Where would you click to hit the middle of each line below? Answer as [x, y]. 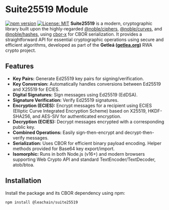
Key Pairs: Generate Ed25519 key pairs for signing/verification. [78, 78]
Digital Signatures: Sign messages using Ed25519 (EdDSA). [75, 94]
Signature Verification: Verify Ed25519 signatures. [66, 100]
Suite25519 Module [47, 9]
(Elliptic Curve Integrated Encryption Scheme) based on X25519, [80, 111]
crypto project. [21, 50]
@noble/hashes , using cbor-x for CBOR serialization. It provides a [74, 34]
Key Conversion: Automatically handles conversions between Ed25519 [87, 84]
